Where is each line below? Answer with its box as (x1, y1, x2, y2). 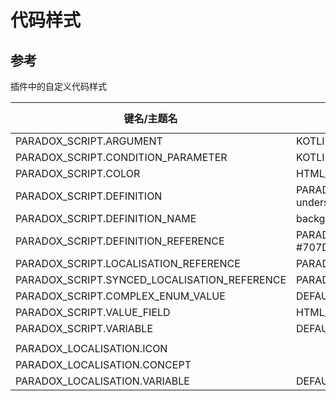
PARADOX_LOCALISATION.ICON (15, 342, 168, 355)
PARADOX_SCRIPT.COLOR (15, 167, 141, 180)
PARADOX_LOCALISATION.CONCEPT (15, 358, 192, 371)
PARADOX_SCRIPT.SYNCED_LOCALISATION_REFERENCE (15, 273, 287, 286)
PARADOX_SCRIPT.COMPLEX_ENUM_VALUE (15, 289, 226, 303)
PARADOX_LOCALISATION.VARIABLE (15, 374, 190, 388)
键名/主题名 (123, 112, 178, 125)
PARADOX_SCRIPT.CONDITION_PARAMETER (15, 151, 228, 164)
